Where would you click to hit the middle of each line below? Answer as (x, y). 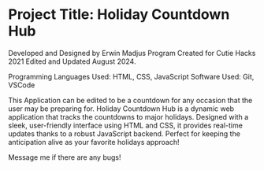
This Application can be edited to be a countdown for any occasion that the (130, 100)
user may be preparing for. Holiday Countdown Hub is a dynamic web (121, 109)
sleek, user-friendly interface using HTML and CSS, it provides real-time (125, 125)
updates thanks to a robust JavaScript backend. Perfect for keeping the (124, 133)
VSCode (22, 85)
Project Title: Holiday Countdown (119, 15)
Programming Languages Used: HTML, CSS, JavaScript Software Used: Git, (131, 76)
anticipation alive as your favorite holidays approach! (94, 142)
